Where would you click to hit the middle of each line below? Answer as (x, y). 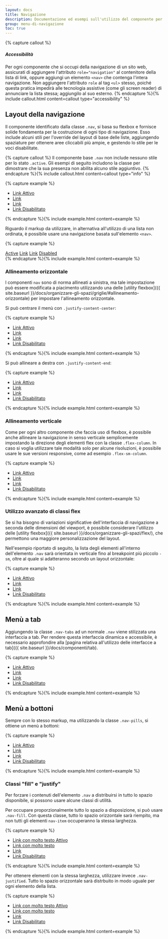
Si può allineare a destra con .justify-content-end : (58, 363)
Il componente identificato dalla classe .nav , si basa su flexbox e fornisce (81, 126)
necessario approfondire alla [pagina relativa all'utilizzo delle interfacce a (81, 642)
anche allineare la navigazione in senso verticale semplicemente (72, 437)
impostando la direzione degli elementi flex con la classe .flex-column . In (81, 443)
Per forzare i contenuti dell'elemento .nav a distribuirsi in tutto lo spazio (79, 795)
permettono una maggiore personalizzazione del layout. (63, 538)
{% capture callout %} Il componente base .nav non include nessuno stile (81, 157)
